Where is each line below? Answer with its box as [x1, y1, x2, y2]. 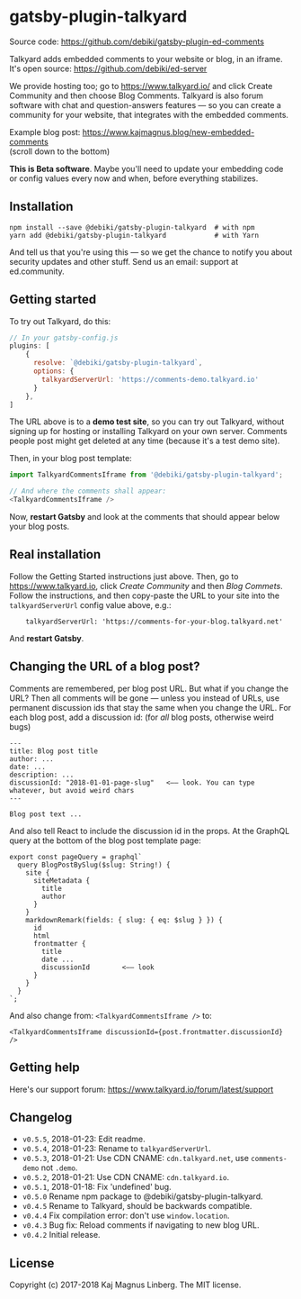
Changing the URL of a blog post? [9, 659, 200, 675]
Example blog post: [9, 126, 81, 137]
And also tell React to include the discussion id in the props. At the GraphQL [9, 825, 290, 836]
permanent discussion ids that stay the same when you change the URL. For [9, 702, 292, 713]
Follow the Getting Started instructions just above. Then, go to [9, 570, 239, 582]
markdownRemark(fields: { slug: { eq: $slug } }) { [25, 915, 223, 924]
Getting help [9, 1060, 80, 1076]
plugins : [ [9, 341, 50, 350]
